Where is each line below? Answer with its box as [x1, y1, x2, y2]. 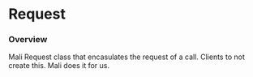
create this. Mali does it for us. [8, 61, 110, 71]
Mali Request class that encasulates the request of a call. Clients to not [8, 52, 245, 62]
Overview [8, 34, 48, 45]
